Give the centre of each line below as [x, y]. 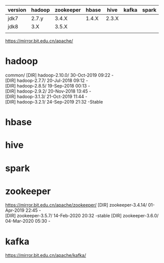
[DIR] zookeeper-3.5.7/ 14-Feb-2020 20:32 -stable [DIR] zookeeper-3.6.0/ [82, 216]
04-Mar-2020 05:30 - [28, 221]
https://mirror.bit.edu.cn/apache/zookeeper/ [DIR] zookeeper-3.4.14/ [76, 205]
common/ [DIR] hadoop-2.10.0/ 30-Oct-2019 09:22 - [60, 75]
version [17, 10]
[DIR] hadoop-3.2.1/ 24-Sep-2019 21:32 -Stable [54, 102]
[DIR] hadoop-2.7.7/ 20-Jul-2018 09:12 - [47, 80]
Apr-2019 [15, 210]
